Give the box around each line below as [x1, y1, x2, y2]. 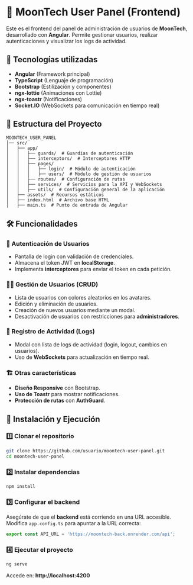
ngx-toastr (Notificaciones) [14, 95, 83, 102]
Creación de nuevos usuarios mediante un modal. [14, 306, 136, 313]
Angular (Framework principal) [14, 70, 90, 78]
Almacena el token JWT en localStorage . [14, 259, 115, 266]
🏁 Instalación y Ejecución [6, 414, 100, 424]
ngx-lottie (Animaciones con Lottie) [14, 89, 102, 97]
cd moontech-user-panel [6, 453, 65, 459]
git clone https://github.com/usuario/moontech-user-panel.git [6, 448, 165, 454]
